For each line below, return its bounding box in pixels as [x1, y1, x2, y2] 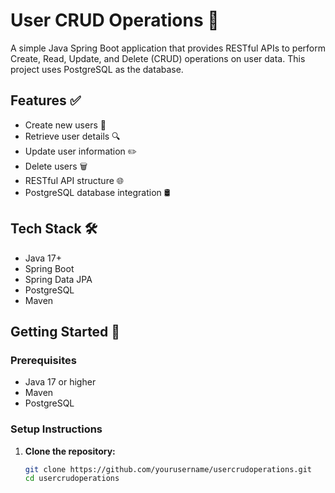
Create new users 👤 [24, 119, 107, 131]
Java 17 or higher [24, 376, 97, 388]
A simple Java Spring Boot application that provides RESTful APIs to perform [10, 42, 326, 54]
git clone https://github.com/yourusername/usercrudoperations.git [24, 464, 312, 474]
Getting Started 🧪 [10, 323, 121, 340]
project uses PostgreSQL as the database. [10, 63, 184, 75]
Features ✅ [10, 92, 82, 109]
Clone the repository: [24, 445, 116, 457]
